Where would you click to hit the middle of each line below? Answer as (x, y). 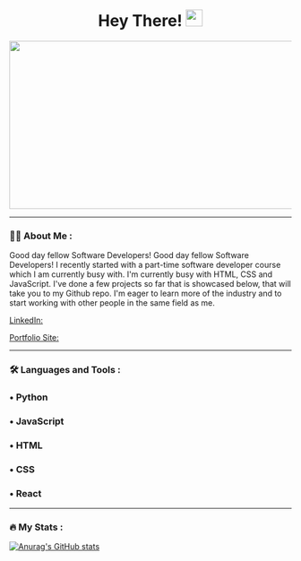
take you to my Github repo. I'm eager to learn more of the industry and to (146, 293)
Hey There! (140, 21)
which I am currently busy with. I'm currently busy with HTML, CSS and (141, 274)
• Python (29, 397)
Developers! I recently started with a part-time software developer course (145, 265)
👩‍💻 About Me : (41, 236)
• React (26, 493)
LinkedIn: (26, 320)
